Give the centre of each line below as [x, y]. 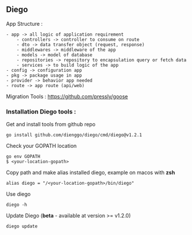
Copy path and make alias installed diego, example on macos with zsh [90, 172]
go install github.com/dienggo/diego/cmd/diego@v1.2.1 [74, 135]
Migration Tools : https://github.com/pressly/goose [67, 96]
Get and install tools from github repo [51, 125]
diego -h [17, 205]
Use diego [18, 194]
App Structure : [24, 23]
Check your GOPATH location [41, 146]
